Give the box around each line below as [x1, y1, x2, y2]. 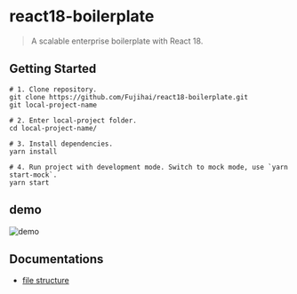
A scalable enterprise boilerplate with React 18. [30, 36, 204, 46]
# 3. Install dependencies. [9, 139, 114, 148]
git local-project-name [9, 100, 98, 109]
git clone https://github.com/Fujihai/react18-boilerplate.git [9, 92, 249, 101]
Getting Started [9, 61, 97, 76]
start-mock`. [9, 171, 58, 179]
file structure [21, 275, 69, 286]
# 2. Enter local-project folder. [9, 115, 138, 125]
